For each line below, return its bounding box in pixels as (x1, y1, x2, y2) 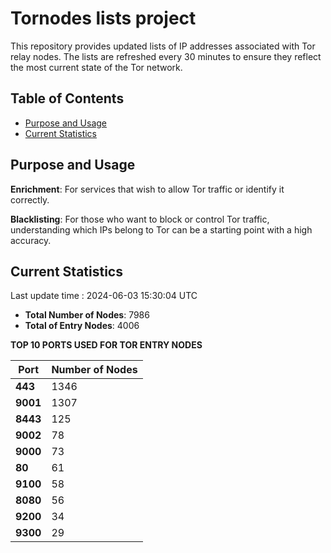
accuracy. (10, 234, 52, 246)
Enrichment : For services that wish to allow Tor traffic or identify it (10, 183, 285, 195)
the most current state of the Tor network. (10, 61, 183, 73)
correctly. (10, 193, 50, 206)
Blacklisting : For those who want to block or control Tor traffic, (10, 213, 270, 225)
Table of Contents (10, 90, 125, 107)
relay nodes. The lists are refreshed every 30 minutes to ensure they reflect (10, 50, 322, 62)
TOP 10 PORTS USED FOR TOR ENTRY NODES (10, 339, 203, 351)
